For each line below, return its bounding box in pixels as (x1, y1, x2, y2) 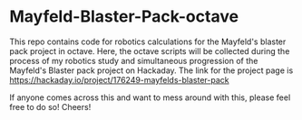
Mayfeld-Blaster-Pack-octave (9, 6, 239, 27)
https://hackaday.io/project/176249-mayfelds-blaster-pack (9, 74, 229, 85)
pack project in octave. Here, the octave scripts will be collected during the (9, 45, 290, 56)
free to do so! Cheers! (9, 101, 92, 112)
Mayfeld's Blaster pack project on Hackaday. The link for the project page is (9, 65, 294, 76)
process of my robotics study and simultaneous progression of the (9, 55, 258, 66)
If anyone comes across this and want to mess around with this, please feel (9, 92, 291, 103)
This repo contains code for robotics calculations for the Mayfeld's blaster (9, 36, 287, 47)
